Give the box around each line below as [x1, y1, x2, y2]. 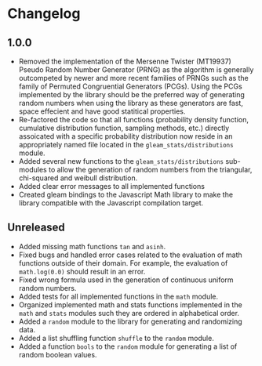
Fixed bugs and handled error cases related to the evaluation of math [18, 250, 242, 259]
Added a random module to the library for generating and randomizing [18, 317, 242, 326]
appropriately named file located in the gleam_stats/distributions [18, 140, 234, 149]
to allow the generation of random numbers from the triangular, [49, 165, 253, 174]
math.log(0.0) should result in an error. [18, 266, 146, 276]
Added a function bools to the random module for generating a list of [18, 342, 238, 351]
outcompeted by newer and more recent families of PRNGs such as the [18, 74, 249, 82]
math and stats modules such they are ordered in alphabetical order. [18, 308, 240, 317]
